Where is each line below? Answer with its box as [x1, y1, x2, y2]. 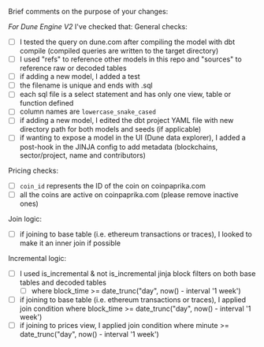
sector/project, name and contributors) [19, 150, 146, 160]
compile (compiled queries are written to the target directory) [19, 47, 219, 56]
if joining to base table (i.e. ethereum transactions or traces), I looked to [19, 229, 252, 239]
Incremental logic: [8, 253, 67, 263]
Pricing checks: [8, 166, 59, 175]
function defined [19, 99, 74, 108]
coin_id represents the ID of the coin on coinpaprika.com [19, 181, 206, 190]
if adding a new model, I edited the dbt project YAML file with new [19, 116, 234, 125]
